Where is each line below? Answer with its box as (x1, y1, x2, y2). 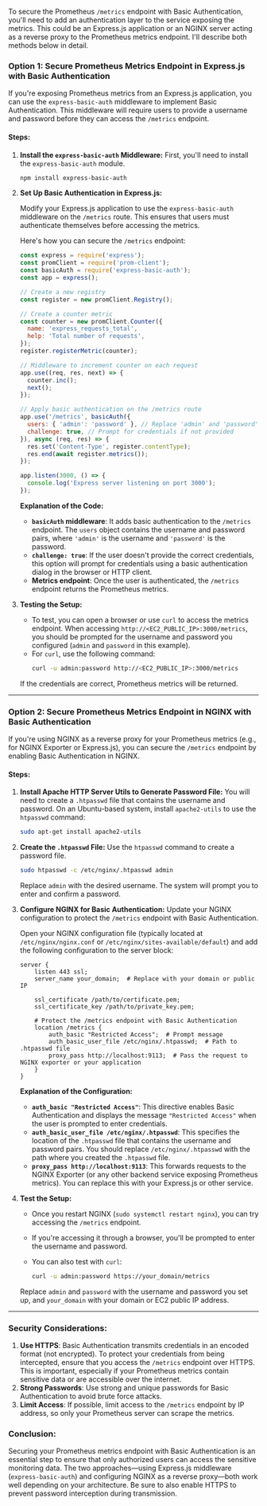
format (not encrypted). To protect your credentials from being (19, 1349, 225, 1359)
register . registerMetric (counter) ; (19, 347, 138, 355)
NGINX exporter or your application (19, 1059, 141, 1067)
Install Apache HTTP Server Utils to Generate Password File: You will (19, 787, 250, 796)
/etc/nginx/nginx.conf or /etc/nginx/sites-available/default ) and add (19, 937, 258, 946)
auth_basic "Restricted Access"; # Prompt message (48, 1031, 223, 1039)
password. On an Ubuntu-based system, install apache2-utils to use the (19, 804, 257, 814)
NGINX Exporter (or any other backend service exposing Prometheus (31, 1170, 258, 1179)
